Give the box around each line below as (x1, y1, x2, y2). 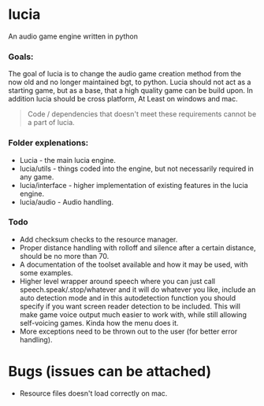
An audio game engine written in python (8, 31, 139, 41)
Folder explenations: (8, 138, 89, 149)
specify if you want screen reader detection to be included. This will (19, 301, 240, 311)
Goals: (8, 51, 34, 62)
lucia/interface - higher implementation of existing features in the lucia (19, 180, 248, 190)
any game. (19, 172, 54, 182)
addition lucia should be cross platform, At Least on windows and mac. (8, 94, 238, 104)
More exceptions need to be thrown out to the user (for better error (19, 327, 238, 336)
